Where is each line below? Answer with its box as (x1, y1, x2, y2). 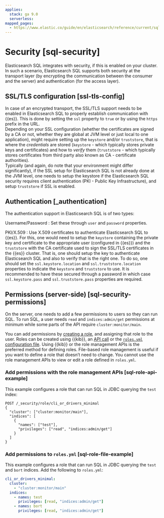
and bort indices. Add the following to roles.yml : (5, 467, 103, 473)
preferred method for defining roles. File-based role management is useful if (5, 346, 159, 352)
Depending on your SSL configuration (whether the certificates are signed (5, 126, 154, 132)
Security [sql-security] (5, 46, 100, 58)
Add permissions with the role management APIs (5, 369, 123, 376)
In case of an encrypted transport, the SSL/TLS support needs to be (5, 105, 142, 111)
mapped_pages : (5, 21, 34, 26)
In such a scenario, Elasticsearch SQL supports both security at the (5, 68, 141, 74)
